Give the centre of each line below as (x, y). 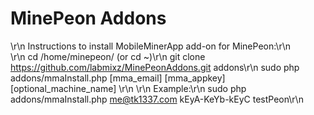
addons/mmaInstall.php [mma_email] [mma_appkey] (118, 78)
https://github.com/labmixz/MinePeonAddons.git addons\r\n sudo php (155, 67)
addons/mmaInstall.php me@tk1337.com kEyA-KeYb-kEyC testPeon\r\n (157, 99)
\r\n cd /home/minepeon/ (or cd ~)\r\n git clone (108, 56)
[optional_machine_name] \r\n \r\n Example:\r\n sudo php (128, 88)
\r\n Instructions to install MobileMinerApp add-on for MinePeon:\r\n (150, 46)
